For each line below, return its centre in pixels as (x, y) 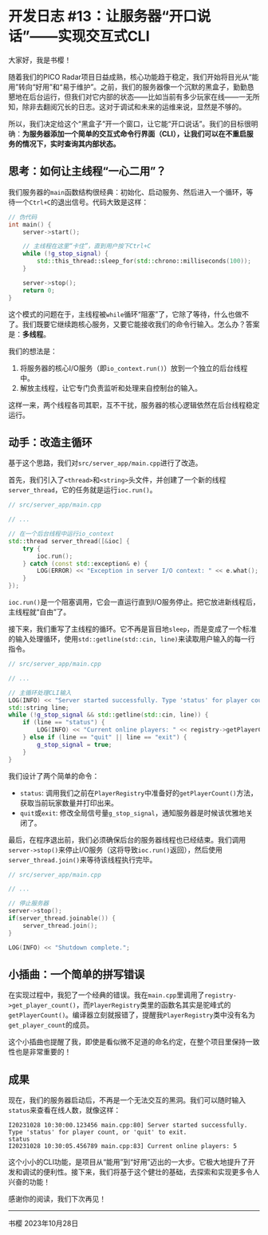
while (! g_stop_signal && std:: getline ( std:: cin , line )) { (108, 715)
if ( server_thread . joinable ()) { (62, 918)
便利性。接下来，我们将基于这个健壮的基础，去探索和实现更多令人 (151, 1172)
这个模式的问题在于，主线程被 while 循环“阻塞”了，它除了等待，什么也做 (125, 314)
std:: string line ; (39, 708)
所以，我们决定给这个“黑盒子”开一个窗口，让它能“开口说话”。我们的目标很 (130, 124)
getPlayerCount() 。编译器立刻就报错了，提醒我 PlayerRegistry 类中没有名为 (132, 1015)
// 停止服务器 (29, 904)
